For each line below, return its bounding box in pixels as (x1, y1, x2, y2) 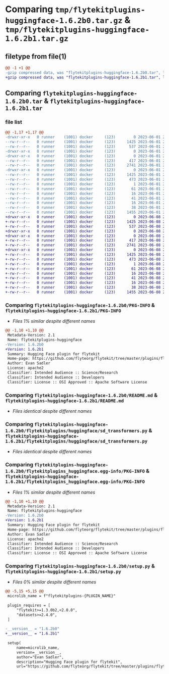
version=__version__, (16, 650, 62, 655)
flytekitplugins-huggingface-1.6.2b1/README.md (5, 398, 124, 404)
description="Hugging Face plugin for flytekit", (16, 659, 123, 664)
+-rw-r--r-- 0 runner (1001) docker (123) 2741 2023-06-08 (5, 243, 161, 248)
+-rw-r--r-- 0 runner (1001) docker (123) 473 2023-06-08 (5, 257, 161, 262)
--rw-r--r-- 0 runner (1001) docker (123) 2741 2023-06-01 (5, 163, 161, 168)
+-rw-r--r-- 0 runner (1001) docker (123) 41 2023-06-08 (5, 275, 161, 281)
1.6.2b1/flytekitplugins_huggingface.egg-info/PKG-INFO (5, 479, 145, 485)
